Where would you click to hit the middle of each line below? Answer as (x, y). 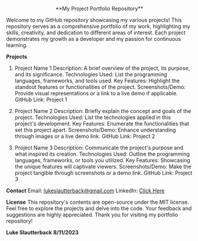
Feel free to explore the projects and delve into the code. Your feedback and (99, 208)
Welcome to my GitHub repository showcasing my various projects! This (94, 20)
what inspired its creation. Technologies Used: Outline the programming (102, 154)
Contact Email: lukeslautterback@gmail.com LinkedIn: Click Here (85, 191)
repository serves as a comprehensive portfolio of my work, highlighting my (98, 26)
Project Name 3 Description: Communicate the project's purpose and (99, 148)
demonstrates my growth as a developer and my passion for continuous (94, 39)
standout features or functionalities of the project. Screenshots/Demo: (100, 87)
